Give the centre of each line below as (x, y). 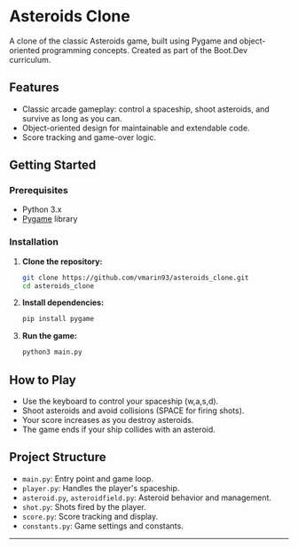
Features (34, 87)
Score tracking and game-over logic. (89, 137)
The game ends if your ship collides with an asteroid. (118, 430)
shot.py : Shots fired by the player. (84, 506)
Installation (34, 242)
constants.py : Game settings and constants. (102, 526)
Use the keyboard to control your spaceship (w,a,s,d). (120, 402)
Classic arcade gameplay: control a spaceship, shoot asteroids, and (146, 109)
